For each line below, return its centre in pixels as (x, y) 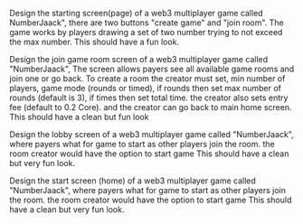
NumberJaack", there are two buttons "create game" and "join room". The (147, 23)
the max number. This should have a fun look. (94, 42)
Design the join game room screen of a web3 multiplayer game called (139, 59)
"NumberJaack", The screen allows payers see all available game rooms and (152, 69)
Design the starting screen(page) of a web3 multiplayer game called (137, 13)
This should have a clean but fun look (79, 117)
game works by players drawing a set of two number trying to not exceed (146, 32)
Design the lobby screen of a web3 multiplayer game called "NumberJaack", (151, 134)
